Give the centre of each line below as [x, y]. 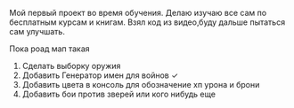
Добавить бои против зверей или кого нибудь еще [119, 94]
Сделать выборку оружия [71, 66]
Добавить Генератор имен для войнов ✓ [100, 75]
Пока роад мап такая [50, 49]
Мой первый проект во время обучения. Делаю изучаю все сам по [138, 13]
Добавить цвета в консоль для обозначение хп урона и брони [141, 85]
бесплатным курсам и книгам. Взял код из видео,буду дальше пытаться [147, 22]
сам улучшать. [37, 31]
